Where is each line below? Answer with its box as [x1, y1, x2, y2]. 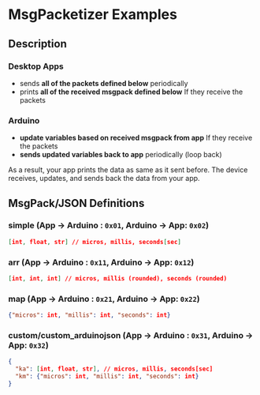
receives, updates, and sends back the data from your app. [8, 174, 200, 183]
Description [8, 37, 67, 51]
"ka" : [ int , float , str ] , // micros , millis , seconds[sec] [15, 365, 214, 373]
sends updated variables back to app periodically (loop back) [19, 150, 222, 160]
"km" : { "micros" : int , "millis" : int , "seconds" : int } [15, 373, 199, 381]
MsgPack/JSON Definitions [8, 196, 145, 210]
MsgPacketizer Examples [8, 6, 177, 24]
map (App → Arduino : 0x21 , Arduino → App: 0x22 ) [8, 293, 200, 304]
